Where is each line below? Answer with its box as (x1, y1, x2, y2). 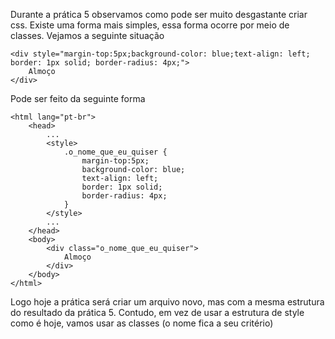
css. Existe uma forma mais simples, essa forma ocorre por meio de (10, 19, 290, 31)
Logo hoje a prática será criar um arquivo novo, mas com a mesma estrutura (10, 296, 325, 308)
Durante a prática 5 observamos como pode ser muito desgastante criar (10, 9, 308, 20)
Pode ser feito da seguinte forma (10, 93, 146, 104)
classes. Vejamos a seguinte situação (10, 30, 165, 41)
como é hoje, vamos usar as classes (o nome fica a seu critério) (10, 317, 274, 329)
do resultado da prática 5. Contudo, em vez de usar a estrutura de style (10, 307, 305, 318)
